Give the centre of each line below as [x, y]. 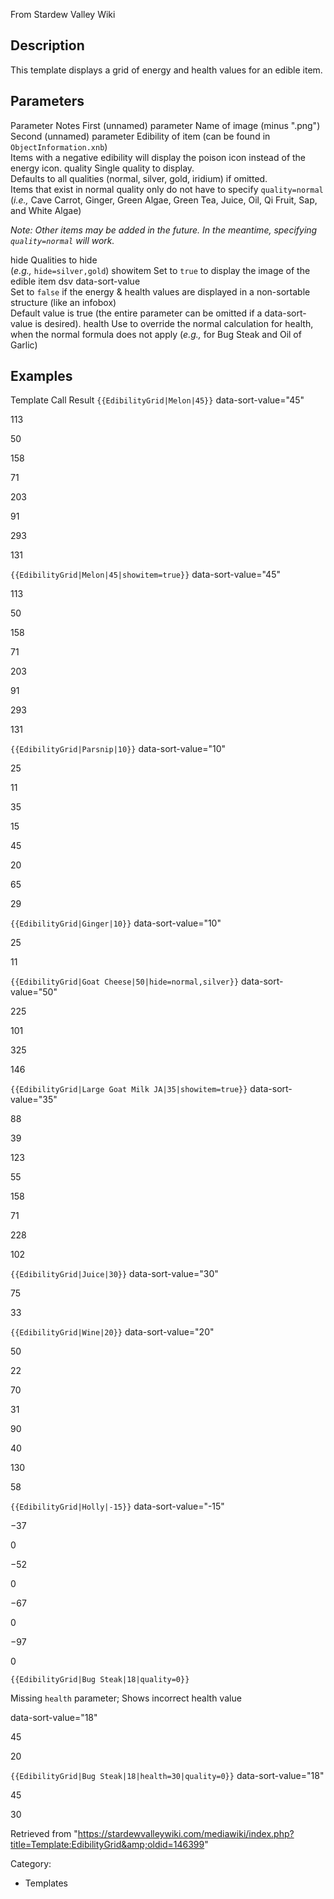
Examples [41, 376]
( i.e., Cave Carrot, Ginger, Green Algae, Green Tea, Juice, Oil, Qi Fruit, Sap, [164, 200]
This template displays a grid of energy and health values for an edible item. [166, 70]
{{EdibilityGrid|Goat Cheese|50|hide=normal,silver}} [125, 982]
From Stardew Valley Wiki [63, 14]
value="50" [34, 992]
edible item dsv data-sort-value [75, 281]
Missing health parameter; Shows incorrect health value [126, 1698]
